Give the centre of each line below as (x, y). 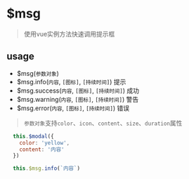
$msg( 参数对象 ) (38, 73)
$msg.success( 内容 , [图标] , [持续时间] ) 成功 (78, 91)
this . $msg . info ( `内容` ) (47, 168)
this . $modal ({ (33, 136)
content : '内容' (42, 150)
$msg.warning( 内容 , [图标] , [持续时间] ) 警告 (78, 99)
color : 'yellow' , (45, 142)
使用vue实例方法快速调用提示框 (69, 34)
